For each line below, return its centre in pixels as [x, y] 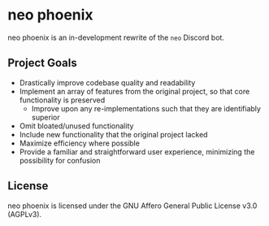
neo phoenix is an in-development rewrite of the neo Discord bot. [116, 37]
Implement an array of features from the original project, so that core [134, 91]
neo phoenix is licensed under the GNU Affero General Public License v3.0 [132, 206]
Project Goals [43, 63]
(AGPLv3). [25, 214]
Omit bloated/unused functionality [76, 126]
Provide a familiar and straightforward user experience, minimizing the [137, 151]
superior [46, 117]
